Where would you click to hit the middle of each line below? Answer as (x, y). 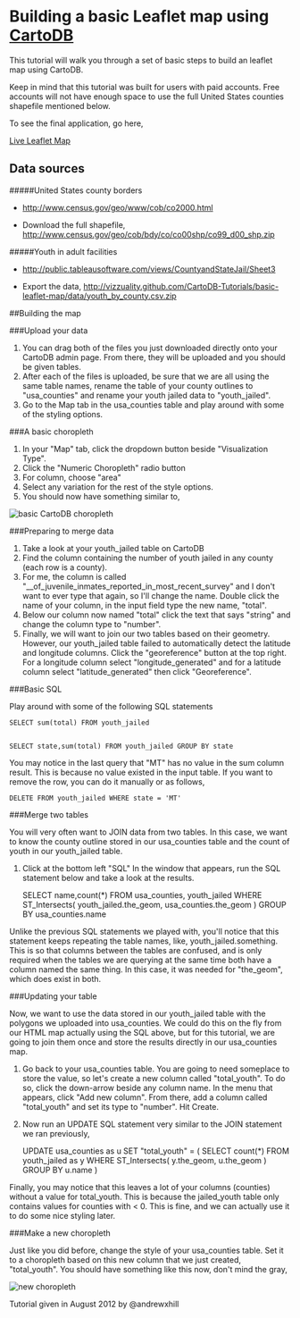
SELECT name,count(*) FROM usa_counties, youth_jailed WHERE (142, 894)
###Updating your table (53, 996)
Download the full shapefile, (74, 224)
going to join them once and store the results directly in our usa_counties (143, 1042)
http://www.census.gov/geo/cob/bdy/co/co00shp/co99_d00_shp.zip (148, 234)
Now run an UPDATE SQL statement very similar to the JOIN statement (152, 1124)
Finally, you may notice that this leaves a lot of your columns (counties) (140, 1187)
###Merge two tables (49, 814)
